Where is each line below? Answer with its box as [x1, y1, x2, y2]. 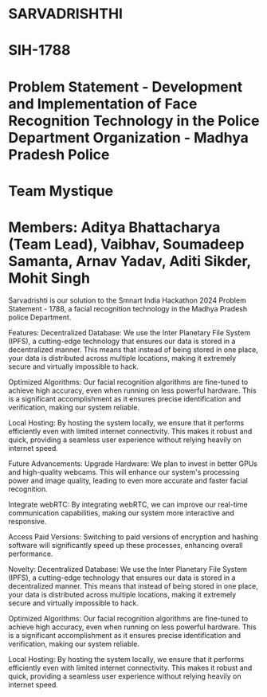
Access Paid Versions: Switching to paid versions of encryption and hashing [8, 531, 259, 542]
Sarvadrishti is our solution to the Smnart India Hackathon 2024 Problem [8, 296, 247, 305]
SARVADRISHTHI [8, 5, 124, 23]
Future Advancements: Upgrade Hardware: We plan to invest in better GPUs [8, 459, 257, 468]
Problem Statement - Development [8, 77, 243, 96]
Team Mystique [8, 182, 114, 200]
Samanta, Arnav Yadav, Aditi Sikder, [8, 252, 251, 270]
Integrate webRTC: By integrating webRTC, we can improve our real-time [8, 499, 249, 509]
